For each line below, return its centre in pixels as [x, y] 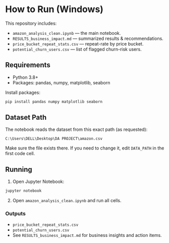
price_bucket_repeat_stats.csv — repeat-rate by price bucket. [78, 43]
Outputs [16, 214]
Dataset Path [26, 117]
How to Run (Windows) [54, 9]
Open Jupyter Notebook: [38, 182]
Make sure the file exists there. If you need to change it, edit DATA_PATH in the [85, 148]
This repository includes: [31, 23]
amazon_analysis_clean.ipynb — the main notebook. [67, 33]
